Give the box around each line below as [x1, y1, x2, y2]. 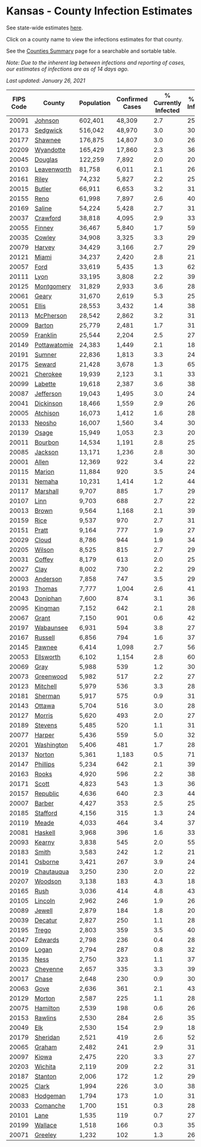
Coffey [34, 555, 54, 564]
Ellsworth [34, 652, 61, 661]
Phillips [34, 760, 55, 768]
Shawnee [34, 136, 61, 144]
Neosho [34, 418, 57, 427]
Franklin [34, 331, 57, 339]
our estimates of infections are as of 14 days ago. [6, 65, 129, 73]
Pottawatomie [34, 340, 74, 349]
